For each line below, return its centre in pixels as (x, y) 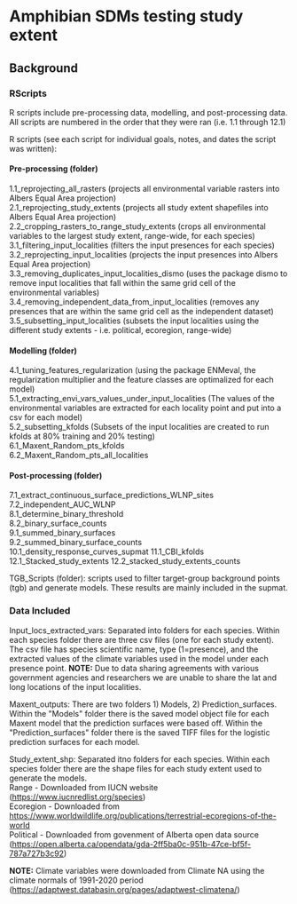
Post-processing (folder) (56, 475)
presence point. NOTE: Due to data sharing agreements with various (134, 668)
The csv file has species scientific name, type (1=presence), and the (134, 649)
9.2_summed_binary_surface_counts (76, 543)
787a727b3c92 (37, 853)
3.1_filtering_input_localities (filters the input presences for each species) (142, 245)
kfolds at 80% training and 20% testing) (82, 436)
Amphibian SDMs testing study (126, 16)
